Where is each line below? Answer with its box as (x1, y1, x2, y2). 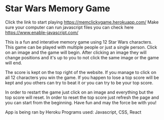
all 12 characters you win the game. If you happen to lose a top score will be (5, 74, 159, 80)
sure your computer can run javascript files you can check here (5, 24, 134, 30)
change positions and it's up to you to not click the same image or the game (5, 54, 159, 60)
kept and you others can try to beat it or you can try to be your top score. (5, 79, 154, 86)
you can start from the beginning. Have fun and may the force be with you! (5, 99, 157, 105)
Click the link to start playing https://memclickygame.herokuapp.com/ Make (5, 19, 159, 25)
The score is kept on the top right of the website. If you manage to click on (5, 69, 157, 75)
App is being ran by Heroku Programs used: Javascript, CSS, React (5, 109, 142, 115)
